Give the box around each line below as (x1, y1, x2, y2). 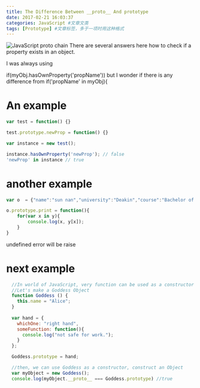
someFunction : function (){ (17, 326, 84, 332)
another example (6, 177, 93, 191)
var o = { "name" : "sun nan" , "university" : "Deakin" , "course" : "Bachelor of (6, 197, 195, 203)
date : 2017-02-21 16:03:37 (6, 14, 74, 20)
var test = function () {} (6, 119, 71, 125)
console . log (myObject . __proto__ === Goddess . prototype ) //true (11, 375, 172, 381)
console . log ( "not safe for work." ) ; (22, 332, 114, 338)
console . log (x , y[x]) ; (28, 219, 84, 225)
